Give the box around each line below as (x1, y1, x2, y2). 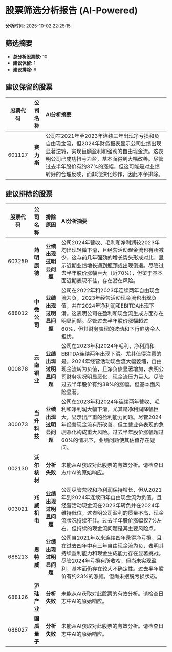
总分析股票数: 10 (12, 53, 48, 59)
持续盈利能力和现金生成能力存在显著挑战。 (61, 550, 164, 557)
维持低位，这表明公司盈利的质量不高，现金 (61, 510, 164, 517)
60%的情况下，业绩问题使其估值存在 (61, 437, 150, 444)
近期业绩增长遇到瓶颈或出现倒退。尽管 (66, 262, 159, 269)
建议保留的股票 (5, 83, 53, 92)
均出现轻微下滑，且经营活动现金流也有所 (61, 247, 159, 254)
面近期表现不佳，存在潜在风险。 (61, 277, 139, 285)
